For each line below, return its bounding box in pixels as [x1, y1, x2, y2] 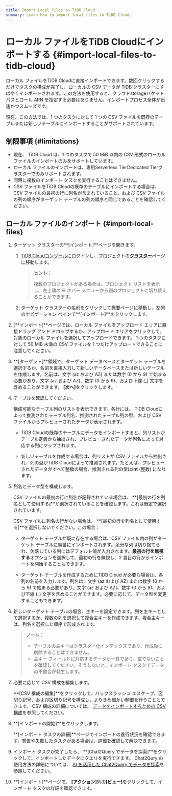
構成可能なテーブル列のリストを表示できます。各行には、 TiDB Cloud [13, 406, 159, 412]
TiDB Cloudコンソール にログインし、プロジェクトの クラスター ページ [20, 253, 165, 259]
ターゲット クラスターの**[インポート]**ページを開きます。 [13, 242, 138, 248]
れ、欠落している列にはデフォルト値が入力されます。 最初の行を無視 [20, 548, 164, 554]
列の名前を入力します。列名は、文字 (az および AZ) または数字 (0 [20, 578, 158, 584]
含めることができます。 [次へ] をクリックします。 [13, 384, 116, 390]
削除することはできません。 [33, 649, 92, 656]
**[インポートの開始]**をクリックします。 [13, 721, 102, 727]
